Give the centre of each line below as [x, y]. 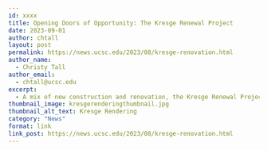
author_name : [30, 60]
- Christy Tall [41, 67]
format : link [30, 126]
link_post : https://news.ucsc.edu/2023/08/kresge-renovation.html [121, 133]
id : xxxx [23, 15]
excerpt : [23, 89]
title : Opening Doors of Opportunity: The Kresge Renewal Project [121, 23]
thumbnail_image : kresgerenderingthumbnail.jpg [89, 104]
